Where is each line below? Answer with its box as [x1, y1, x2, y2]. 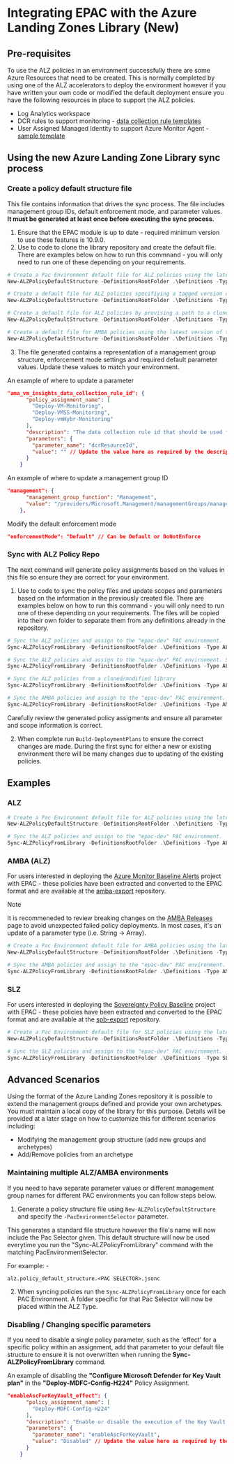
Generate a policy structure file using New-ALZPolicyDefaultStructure [17, 1205, 216, 1213]
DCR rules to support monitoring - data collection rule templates [17, 117, 202, 125]
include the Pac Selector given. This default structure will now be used [7, 1233, 210, 1242]
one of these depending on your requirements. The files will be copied [17, 608, 219, 617]
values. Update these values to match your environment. [17, 362, 180, 371]
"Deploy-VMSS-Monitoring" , [32, 409, 111, 417]
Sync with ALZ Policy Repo [7, 550, 100, 559]
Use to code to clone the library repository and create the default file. [17, 243, 217, 251]
